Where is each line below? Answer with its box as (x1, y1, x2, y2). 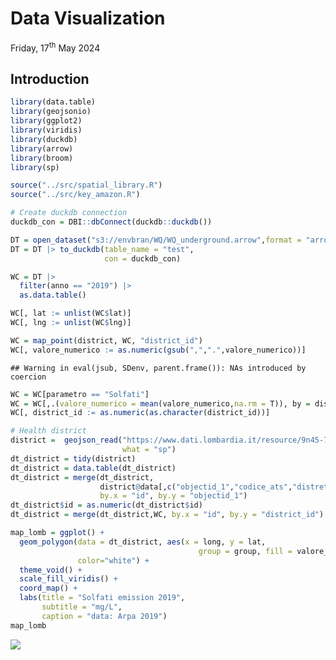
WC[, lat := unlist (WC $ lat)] (10, 308, 132, 319)
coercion (10, 372, 47, 382)
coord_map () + (19, 583, 78, 594)
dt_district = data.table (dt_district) (10, 463, 177, 473)
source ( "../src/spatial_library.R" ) (10, 180, 163, 191)
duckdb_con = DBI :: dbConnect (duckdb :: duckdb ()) (10, 217, 213, 227)
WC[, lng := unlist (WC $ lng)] (10, 318, 132, 328)
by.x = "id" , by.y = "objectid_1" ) (99, 491, 248, 501)
